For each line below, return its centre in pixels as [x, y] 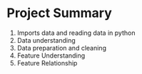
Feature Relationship [47, 63]
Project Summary [59, 13]
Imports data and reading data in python [76, 33]
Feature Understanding [51, 55]
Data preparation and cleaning [61, 48]
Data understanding [46, 40]
